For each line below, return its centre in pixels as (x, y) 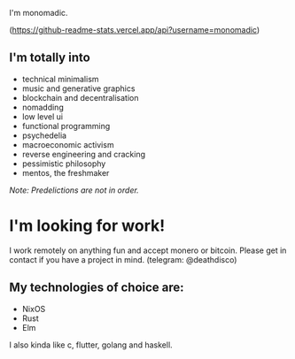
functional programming (66, 126)
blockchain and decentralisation (80, 97)
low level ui (43, 116)
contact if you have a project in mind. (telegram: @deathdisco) (123, 259)
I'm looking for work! (87, 225)
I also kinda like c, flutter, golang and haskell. (91, 345)
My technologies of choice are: (97, 288)
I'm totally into (50, 58)
